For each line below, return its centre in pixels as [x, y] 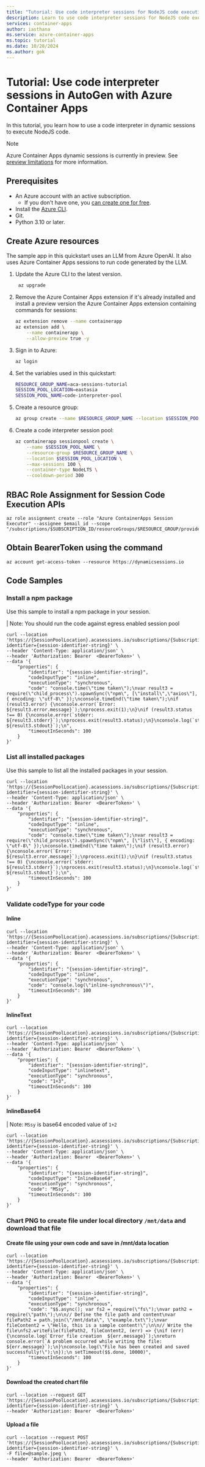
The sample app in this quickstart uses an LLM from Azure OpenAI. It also [99, 256]
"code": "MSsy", [49, 1189]
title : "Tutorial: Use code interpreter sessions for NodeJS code [92, 12]
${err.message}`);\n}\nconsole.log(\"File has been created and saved [98, 1347]
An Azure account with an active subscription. [73, 196]
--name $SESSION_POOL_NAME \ [63, 447]
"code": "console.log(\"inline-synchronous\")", [91, 985]
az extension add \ [40, 327]
